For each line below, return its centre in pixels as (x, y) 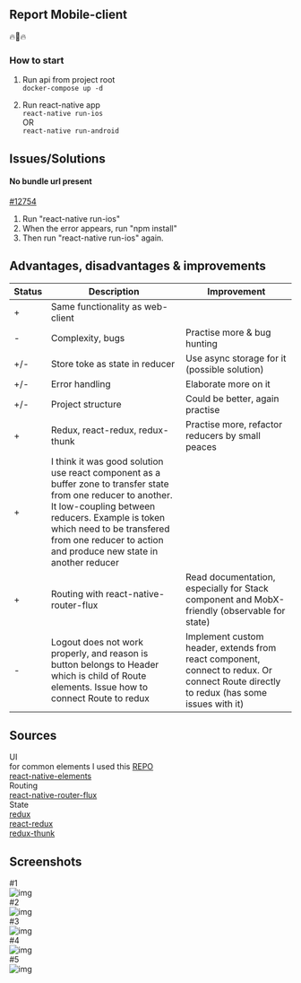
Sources (33, 735)
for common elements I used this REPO (82, 767)
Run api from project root (69, 80)
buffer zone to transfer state (110, 484)
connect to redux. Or (229, 670)
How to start (37, 60)
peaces (201, 446)
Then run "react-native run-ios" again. (93, 238)
